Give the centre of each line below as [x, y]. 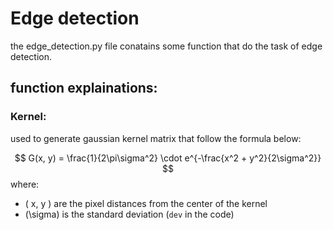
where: [25, 184]
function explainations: [84, 88]
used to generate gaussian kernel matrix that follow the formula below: [156, 138]
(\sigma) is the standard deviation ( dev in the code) [129, 214]
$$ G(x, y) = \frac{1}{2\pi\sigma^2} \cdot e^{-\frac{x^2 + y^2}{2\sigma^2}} [168, 158]
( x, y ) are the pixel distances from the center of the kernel [146, 203]
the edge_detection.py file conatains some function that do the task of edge [166, 46]
